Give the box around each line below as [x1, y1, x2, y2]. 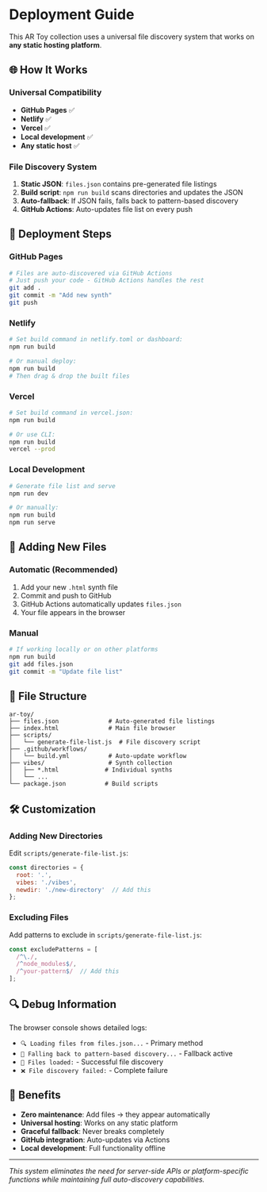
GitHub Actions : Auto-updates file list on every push [20, 204, 193, 213]
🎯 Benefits [9, 1089, 62, 1102]
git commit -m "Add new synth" [9, 291, 113, 299]
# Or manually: [9, 504, 59, 512]
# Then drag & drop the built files [9, 371, 130, 380]
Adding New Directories [9, 830, 103, 841]
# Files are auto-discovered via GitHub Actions [9, 269, 173, 277]
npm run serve [9, 518, 56, 527]
